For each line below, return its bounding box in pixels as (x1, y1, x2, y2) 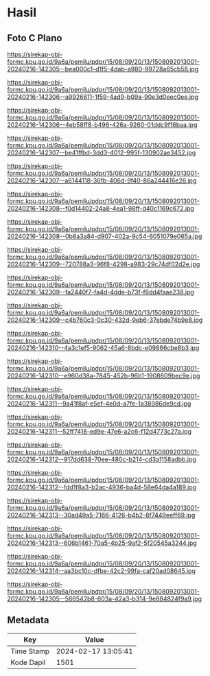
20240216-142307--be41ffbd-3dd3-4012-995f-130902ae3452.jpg (7, 149, 196, 156)
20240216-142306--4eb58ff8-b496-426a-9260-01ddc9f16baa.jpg (7, 121, 198, 128)
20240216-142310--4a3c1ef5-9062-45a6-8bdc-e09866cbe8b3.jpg (7, 344, 200, 351)
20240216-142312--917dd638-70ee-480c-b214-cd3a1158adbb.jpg (7, 455, 197, 463)
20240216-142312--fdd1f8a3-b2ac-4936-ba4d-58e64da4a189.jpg (7, 483, 197, 491)
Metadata (7, 614, 49, 626)
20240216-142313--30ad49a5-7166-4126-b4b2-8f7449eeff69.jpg (7, 511, 196, 519)
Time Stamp (10, 646, 50, 656)
